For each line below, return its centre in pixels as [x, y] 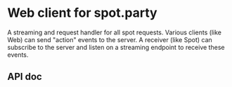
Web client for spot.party [82, 13]
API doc [25, 77]
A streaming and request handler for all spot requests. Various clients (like [114, 32]
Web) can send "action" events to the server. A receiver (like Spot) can [110, 39]
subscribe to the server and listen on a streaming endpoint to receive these [116, 47]
